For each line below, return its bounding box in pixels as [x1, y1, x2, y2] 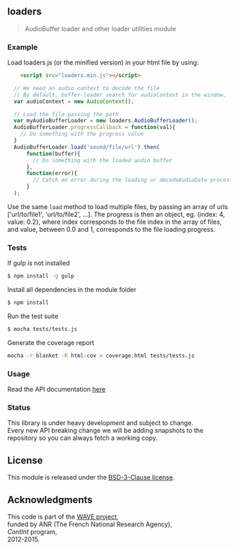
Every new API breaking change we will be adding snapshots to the [7, 426, 204, 435]
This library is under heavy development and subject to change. [7, 419, 193, 427]
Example [7, 42, 38, 52]
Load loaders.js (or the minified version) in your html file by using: [7, 58, 199, 67]
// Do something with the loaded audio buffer [33, 157, 173, 164]
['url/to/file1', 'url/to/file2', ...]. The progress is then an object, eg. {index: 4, [7, 210, 225, 218]
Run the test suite [7, 312, 59, 321]
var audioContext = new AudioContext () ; [13, 98, 135, 105]
